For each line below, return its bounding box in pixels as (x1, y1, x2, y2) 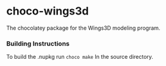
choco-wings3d (6, 4, 89, 18)
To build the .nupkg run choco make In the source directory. (6, 53, 154, 61)
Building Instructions (6, 39, 70, 48)
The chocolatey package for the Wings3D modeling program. (6, 24, 161, 31)
